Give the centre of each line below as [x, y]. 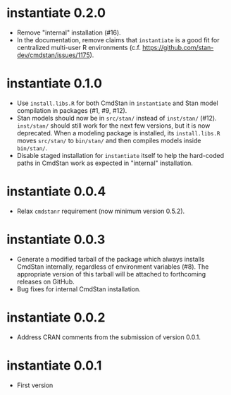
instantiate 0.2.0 [56, 13]
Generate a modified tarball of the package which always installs [111, 259]
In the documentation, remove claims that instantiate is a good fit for [118, 39]
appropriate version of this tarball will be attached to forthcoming [111, 274]
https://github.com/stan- [178, 47]
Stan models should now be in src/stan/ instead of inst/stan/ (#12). [117, 118]
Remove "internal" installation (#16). [69, 32]
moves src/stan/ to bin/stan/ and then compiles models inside [109, 140]
